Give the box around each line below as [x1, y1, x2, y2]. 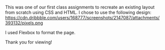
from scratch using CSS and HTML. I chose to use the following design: [5, 9, 152, 15]
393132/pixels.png [5, 20, 43, 26]
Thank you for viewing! [5, 39, 52, 45]
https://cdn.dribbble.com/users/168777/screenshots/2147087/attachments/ [5, 15, 160, 20]
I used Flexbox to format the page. [5, 30, 76, 35]
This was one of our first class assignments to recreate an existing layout [5, 4, 155, 10]
